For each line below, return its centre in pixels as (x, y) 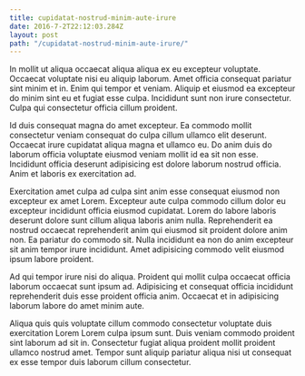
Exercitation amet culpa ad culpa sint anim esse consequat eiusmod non (145, 191)
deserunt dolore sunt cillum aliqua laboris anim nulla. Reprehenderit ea (141, 220)
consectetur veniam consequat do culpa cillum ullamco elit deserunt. (138, 135)
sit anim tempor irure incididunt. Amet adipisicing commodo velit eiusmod (147, 249)
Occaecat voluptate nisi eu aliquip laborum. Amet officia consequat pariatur (151, 79)
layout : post (34, 35)
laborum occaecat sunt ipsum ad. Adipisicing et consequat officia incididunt (151, 287)
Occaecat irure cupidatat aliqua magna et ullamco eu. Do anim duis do (141, 145)
